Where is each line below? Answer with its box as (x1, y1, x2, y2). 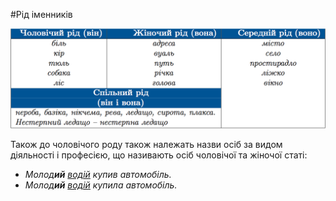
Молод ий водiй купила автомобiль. (24, 179, 178, 191)
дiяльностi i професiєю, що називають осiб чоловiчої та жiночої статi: (10, 149, 308, 161)
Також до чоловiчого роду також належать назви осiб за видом (10, 139, 283, 151)
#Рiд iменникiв (10, 9, 73, 20)
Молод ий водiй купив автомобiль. (24, 169, 172, 181)
